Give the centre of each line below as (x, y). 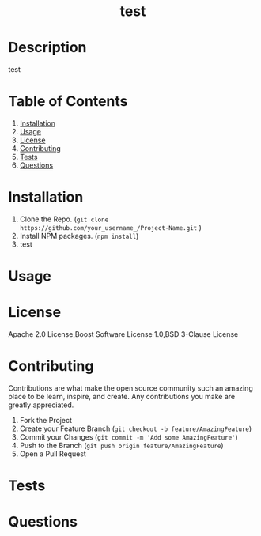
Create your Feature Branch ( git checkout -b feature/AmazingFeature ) (136, 428)
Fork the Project (46, 421)
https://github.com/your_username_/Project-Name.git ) (110, 227)
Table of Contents (68, 102)
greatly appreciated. (41, 405)
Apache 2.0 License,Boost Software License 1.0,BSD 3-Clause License (123, 334)
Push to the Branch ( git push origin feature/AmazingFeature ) (121, 446)
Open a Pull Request (53, 454)
